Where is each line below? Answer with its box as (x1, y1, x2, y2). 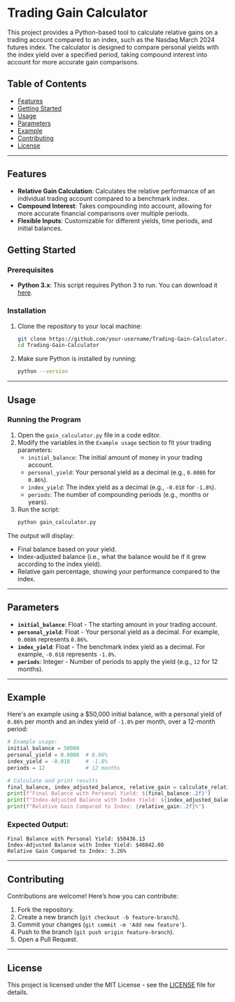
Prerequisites (7, 264, 54, 274)
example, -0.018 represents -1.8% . (17, 649, 117, 658)
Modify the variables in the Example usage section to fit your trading (17, 438, 212, 446)
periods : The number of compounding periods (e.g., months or (27, 490, 209, 498)
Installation (7, 306, 47, 316)
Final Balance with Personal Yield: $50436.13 (7, 835, 145, 842)
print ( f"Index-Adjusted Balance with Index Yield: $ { (7, 796, 168, 804)
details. (7, 988, 29, 996)
